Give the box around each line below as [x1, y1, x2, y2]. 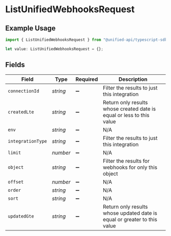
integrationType [8, 138, 47, 144]
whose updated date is [102, 210, 158, 217]
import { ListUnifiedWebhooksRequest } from [5, 37, 101, 42]
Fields [5, 61, 25, 69]
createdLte [8, 109, 34, 115]
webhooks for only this [102, 164, 158, 171]
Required [75, 75, 98, 82]
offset [8, 179, 24, 185]
